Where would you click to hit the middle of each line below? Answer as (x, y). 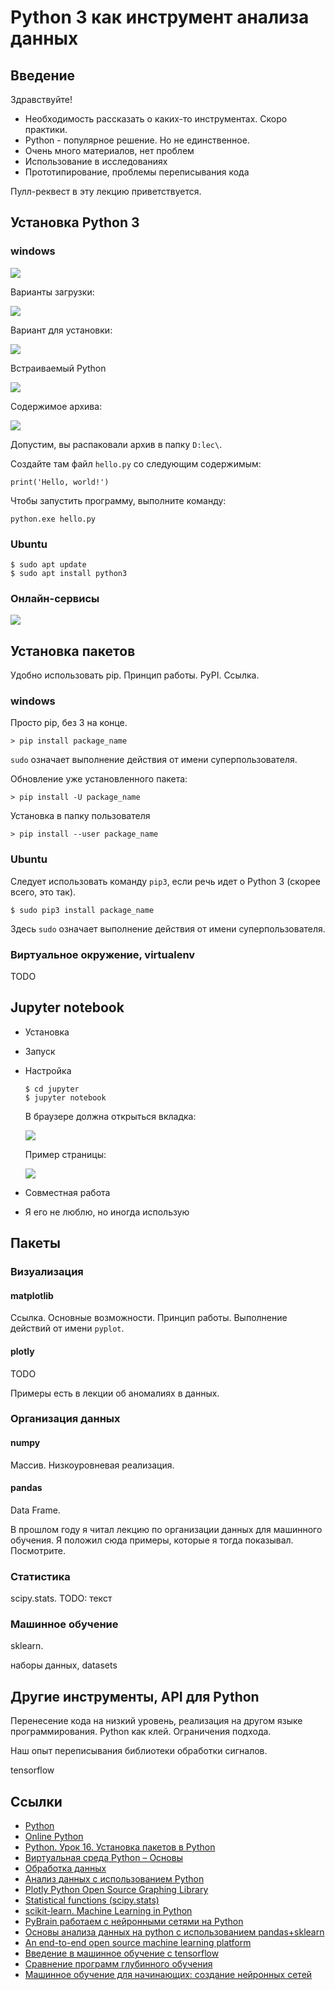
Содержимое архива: (56, 406)
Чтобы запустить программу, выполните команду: (118, 500)
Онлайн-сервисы (55, 598)
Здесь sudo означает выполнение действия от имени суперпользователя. (168, 928)
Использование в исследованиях (96, 161)
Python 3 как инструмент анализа (160, 17)
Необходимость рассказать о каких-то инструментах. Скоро (156, 119)
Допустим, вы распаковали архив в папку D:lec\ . (116, 444)
